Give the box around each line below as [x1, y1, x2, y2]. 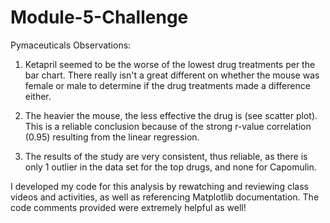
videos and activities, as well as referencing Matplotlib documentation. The [10, 191, 320, 203]
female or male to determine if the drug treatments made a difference [24, 79, 311, 91]
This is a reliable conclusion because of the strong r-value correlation [24, 120, 312, 132]
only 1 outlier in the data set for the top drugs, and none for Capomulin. [24, 161, 317, 173]
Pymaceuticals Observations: [10, 39, 132, 51]
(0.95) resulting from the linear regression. [24, 131, 200, 143]
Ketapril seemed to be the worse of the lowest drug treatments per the [24, 58, 316, 70]
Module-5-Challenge [10, 6, 189, 29]
